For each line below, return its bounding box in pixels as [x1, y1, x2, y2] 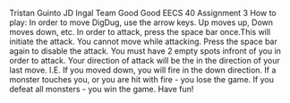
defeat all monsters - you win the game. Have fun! [9, 84, 194, 94]
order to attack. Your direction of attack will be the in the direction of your [9, 56, 280, 65]
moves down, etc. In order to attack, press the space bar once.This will [9, 27, 271, 37]
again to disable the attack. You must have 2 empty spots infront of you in [9, 46, 282, 56]
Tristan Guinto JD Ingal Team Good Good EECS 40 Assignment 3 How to [9, 8, 277, 18]
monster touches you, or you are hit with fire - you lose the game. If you [9, 74, 275, 84]
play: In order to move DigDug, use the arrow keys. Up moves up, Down [9, 17, 274, 28]
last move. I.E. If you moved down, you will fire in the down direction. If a [9, 64, 277, 75]
